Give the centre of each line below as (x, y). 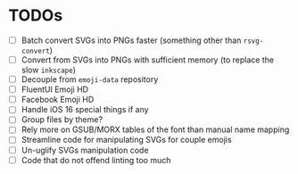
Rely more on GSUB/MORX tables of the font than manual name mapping (155, 129)
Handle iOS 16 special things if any (85, 110)
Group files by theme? (62, 120)
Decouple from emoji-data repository (90, 79)
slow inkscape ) (49, 70)
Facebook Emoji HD (58, 100)
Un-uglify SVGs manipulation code (85, 150)
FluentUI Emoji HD (55, 89)
